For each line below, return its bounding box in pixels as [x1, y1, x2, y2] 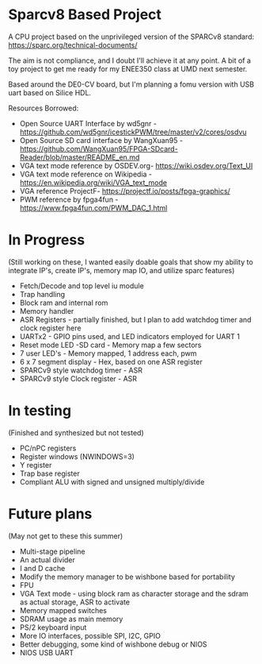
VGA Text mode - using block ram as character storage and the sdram [19, 589, 249, 598]
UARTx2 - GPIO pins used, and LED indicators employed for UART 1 [19, 331, 240, 341]
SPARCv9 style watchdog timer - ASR [19, 365, 142, 375]
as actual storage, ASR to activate [19, 597, 131, 607]
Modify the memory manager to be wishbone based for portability [19, 572, 236, 581]
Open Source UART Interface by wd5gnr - [19, 118, 157, 128]
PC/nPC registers [19, 443, 77, 453]
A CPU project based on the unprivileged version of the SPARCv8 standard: [8, 32, 255, 41]
